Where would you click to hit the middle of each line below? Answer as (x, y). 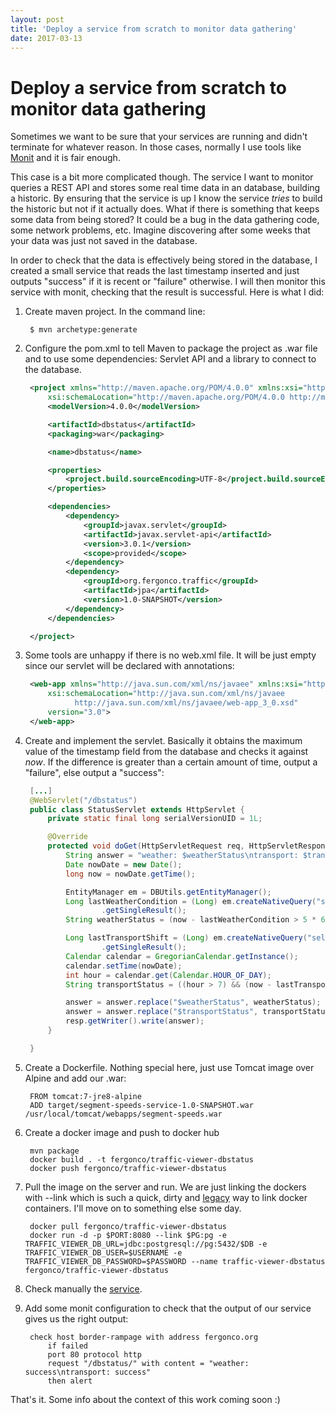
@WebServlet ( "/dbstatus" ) (83, 800)
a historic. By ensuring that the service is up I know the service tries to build (166, 198)
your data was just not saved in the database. (104, 241)
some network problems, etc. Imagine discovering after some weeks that (160, 230)
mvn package (54, 1151)
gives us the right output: (76, 1318)
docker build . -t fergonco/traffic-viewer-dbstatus (141, 1159)
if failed (68, 1346)
